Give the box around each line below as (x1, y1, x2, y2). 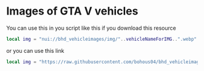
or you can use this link (6, 47, 65, 54)
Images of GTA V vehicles (6, 4, 138, 18)
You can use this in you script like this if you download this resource (6, 24, 176, 32)
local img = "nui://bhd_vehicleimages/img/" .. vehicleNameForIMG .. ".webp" (6, 36, 197, 42)
